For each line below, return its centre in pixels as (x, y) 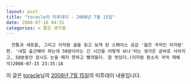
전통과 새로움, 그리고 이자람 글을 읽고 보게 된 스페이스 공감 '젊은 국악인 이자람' (98, 45)
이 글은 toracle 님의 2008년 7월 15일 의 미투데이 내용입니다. (74, 75)
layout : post (22, 11)
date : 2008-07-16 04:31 (35, 22)
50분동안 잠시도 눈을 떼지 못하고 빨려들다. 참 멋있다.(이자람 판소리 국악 (93, 58)
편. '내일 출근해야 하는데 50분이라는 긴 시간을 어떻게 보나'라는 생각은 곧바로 (88, 51)
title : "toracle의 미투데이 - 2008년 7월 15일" (61, 17)
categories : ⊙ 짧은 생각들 (36, 28)
